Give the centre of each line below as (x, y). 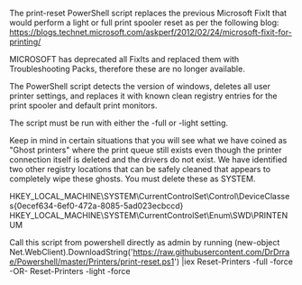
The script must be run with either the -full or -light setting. (119, 123)
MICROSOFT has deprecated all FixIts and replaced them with (124, 59)
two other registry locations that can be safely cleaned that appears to (140, 169)
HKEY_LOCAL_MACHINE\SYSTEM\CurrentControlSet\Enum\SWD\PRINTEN (149, 215)
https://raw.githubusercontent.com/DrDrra (211, 252)
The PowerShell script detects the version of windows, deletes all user (140, 86)
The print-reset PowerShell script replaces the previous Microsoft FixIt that (148, 13)
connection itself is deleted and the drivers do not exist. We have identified (148, 160)
